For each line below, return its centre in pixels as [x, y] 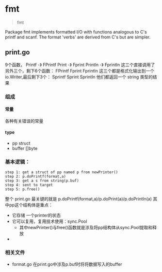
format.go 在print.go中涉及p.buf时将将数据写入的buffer [67, 264]
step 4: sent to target [29, 185]
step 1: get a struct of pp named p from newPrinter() [62, 172]
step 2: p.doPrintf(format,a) [36, 177]
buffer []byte [25, 148]
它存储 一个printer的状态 [36, 216]
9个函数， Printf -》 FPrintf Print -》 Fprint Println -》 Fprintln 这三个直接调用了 [80, 65]
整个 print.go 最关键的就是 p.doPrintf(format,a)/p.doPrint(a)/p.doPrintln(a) [78, 199]
